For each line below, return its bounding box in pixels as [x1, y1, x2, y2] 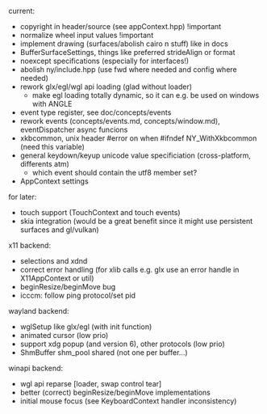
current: [8, 6, 35, 15]
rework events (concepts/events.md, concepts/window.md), [19, 116, 220, 125]
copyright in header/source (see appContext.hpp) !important [19, 22, 222, 31]
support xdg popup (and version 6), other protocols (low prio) [19, 339, 226, 349]
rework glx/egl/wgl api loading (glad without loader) [19, 82, 192, 91]
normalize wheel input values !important [19, 31, 154, 40]
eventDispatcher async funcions [19, 125, 128, 134]
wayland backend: [8, 306, 70, 315]
